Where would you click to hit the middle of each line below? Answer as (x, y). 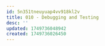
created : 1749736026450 (36, 34)
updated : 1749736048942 (36, 28)
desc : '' (17, 23)
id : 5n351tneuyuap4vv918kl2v (43, 12)
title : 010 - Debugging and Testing (52, 17)
